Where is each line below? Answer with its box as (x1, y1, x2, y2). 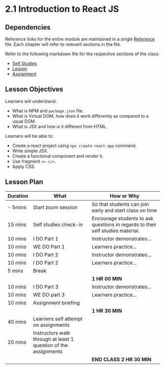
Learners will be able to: (5, 133, 54, 139)
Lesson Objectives (5, 85, 63, 94)
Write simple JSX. (12, 148, 48, 154)
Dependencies (5, 23, 51, 32)
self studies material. (91, 227, 140, 234)
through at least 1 (33, 335, 74, 342)
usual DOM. (12, 118, 36, 124)
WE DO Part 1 (33, 243, 65, 250)
